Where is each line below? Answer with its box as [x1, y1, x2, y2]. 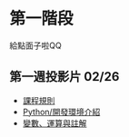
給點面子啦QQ [9, 40, 62, 51]
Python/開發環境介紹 [22, 106, 101, 117]
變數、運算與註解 [22, 117, 87, 128]
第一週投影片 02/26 [9, 69, 120, 84]
